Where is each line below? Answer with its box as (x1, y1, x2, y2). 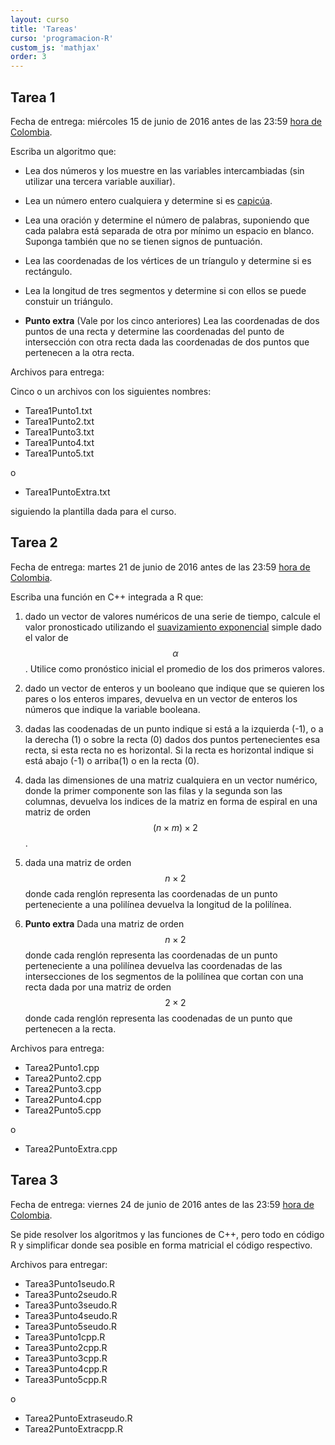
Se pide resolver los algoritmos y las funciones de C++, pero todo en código (10, 1228, 325, 1240)
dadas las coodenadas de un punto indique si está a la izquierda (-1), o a (24, 722, 324, 735)
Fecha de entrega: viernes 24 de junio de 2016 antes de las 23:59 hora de (10, 1198, 315, 1210)
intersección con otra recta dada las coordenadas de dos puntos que (24, 336, 310, 348)
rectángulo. (24, 265, 73, 277)
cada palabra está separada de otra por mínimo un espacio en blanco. (24, 224, 315, 236)
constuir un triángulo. (24, 295, 113, 307)
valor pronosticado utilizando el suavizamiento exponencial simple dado (24, 621, 322, 633)
